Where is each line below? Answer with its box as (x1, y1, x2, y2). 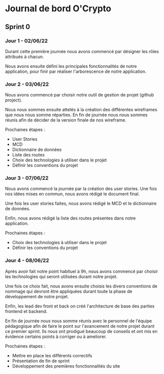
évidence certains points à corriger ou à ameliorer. (5, 333, 107, 340)
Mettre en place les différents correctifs (12, 352, 93, 358)
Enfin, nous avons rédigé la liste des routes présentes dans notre (5, 215, 136, 221)
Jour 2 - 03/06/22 (5, 81, 49, 88)
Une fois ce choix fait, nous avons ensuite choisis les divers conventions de (5, 283, 158, 289)
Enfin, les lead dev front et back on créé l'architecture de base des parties (5, 303, 155, 309)
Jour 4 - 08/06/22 (5, 257, 49, 264)
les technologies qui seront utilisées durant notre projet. (5, 274, 118, 280)
